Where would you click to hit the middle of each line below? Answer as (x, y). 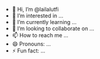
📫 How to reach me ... (40, 35)
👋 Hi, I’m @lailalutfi (35, 9)
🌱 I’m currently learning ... (44, 22)
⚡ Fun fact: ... (28, 51)
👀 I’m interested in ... (38, 16)
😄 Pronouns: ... (32, 44)
